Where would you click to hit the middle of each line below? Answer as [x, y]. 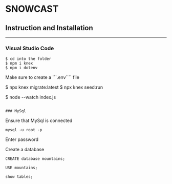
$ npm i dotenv [21, 68]
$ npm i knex [19, 64]
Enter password [22, 139]
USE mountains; [21, 168]
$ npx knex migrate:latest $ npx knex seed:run [54, 87]
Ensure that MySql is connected [39, 120]
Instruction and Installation [49, 28]
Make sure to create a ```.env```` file [42, 77]
